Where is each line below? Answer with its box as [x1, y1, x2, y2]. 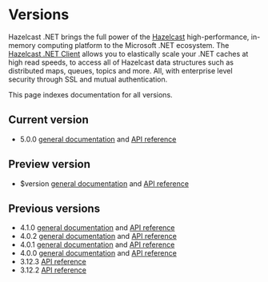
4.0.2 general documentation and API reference [19, 232, 178, 241]
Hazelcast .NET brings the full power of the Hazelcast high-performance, [8, 32, 250, 42]
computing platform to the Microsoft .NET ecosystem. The [37, 40, 230, 50]
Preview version [8, 157, 90, 171]
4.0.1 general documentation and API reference [19, 240, 175, 249]
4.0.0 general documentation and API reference [19, 248, 178, 258]
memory [8, 40, 36, 50]
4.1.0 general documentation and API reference [19, 223, 175, 232]
